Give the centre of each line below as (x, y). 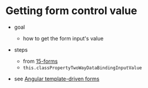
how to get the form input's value (63, 38)
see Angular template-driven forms (57, 79)
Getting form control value (71, 11)
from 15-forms (40, 61)
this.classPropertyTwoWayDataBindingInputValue (82, 68)
